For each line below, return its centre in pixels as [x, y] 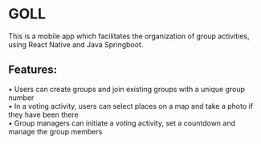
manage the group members [55, 131]
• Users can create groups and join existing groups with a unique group [126, 89]
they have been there [43, 114]
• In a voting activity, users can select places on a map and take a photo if [131, 106]
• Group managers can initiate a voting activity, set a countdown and [122, 123]
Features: [33, 70]
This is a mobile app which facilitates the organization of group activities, [129, 36]
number [21, 98]
